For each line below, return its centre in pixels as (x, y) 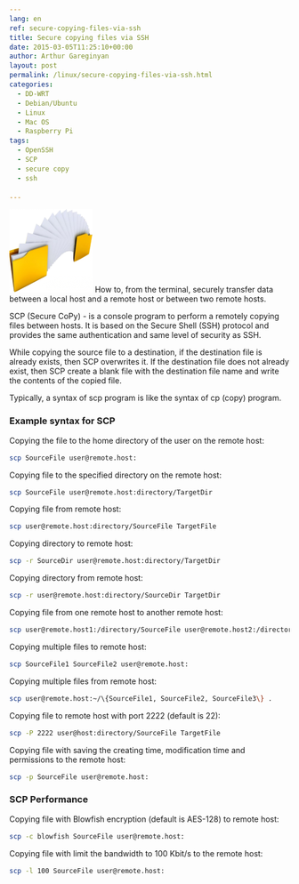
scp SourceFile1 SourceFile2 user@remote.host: (99, 664)
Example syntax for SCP (62, 421)
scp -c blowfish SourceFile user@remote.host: (97, 836)
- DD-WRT (33, 93)
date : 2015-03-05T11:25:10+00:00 (71, 47)
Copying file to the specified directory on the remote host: (116, 475)
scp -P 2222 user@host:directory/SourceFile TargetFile (115, 733)
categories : (31, 84)
